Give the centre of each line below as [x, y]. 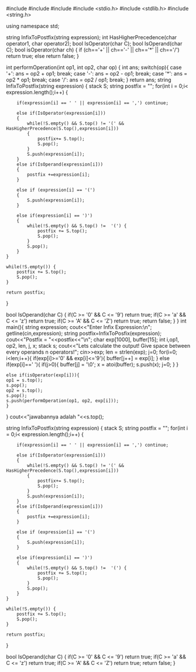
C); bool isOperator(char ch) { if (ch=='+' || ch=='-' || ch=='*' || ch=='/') [93, 50]
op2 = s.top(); [25, 390]
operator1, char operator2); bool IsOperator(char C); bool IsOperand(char [94, 44]
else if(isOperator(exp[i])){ [43, 375]
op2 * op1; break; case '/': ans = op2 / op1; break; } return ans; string [89, 80]
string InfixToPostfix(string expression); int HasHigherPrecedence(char [92, 37]
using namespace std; [33, 26]
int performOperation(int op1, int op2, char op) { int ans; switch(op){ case [94, 67]
